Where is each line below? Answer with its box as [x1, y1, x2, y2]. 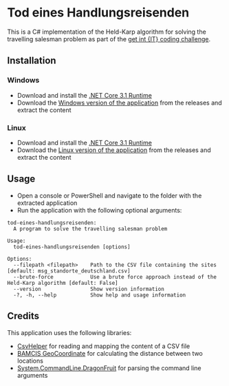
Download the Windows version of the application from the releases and [17, 98, 222, 107]
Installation [7, 55, 56, 67]
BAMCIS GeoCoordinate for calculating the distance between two [17, 349, 203, 357]
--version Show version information [13, 286, 165, 292]
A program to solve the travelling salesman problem [13, 225, 168, 232]
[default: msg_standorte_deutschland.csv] [7, 267, 131, 275]
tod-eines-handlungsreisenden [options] [13, 243, 131, 250]
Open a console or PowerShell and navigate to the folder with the [17, 191, 202, 200]
